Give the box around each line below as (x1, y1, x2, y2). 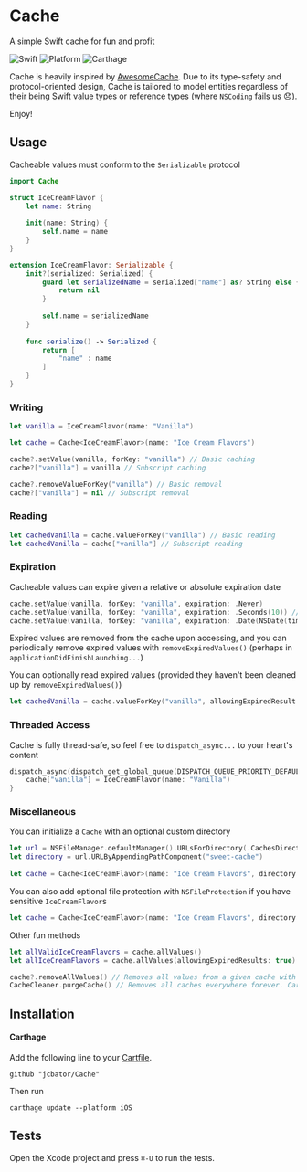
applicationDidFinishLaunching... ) (9, 652, 144, 663)
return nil (58, 286, 101, 295)
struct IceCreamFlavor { (9, 193, 104, 202)
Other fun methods (9, 929, 81, 941)
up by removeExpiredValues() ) (9, 680, 122, 691)
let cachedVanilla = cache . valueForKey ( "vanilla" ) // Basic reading (9, 531, 276, 540)
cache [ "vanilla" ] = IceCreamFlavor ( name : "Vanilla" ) (26, 776, 231, 785)
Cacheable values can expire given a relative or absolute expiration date (9, 581, 281, 592)
